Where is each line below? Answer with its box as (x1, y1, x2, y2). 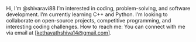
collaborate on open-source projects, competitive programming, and (6, 17, 171, 24)
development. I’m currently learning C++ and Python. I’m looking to (6, 11, 168, 18)
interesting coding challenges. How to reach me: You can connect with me (6, 23, 185, 30)
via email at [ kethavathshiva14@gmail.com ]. (6, 29, 112, 36)
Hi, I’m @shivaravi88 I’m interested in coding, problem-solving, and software (6, 5, 191, 12)
